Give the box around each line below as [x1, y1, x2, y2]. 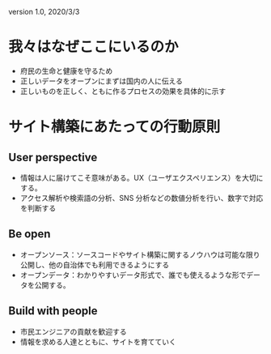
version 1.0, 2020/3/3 [8, 7, 80, 16]
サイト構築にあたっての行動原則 [8, 117, 221, 136]
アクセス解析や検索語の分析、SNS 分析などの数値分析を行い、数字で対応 [19, 193, 264, 203]
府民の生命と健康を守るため [19, 66, 113, 75]
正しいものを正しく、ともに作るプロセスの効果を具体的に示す [19, 86, 227, 96]
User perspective [8, 150, 98, 164]
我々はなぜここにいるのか [8, 38, 180, 56]
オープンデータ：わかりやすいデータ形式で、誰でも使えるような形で [19, 270, 247, 279]
